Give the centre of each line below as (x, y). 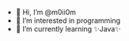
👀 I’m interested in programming (68, 20)
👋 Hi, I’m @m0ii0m (46, 12)
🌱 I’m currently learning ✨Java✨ (68, 29)
